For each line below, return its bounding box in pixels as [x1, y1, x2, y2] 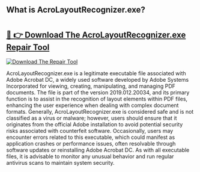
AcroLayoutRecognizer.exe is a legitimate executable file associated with [6, 70, 186, 77]
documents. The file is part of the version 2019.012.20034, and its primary [6, 89, 190, 96]
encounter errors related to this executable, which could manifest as [6, 134, 175, 141]
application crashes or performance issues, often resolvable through [6, 140, 176, 147]
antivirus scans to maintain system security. [6, 159, 115, 166]
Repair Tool [6, 42, 50, 52]
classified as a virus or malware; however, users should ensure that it [6, 114, 177, 121]
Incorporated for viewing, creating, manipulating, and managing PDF [6, 82, 176, 90]
